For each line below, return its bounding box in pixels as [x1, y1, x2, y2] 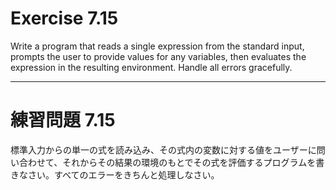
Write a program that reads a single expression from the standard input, [10, 40, 305, 52]
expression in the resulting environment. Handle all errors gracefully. [10, 61, 293, 73]
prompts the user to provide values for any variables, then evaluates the [10, 50, 307, 62]
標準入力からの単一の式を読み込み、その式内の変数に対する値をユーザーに [10, 143, 317, 156]
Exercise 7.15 [10, 7, 119, 30]
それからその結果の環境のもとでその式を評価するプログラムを [62, 156, 317, 168]
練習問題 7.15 [10, 109, 116, 132]
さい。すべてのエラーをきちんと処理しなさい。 [27, 168, 220, 181]
